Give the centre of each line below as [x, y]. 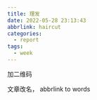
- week [23, 54]
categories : [25, 33]
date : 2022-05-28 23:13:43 [47, 20]
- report [26, 40]
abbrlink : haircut [34, 27]
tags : [15, 46]
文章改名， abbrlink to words [49, 89]
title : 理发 [24, 14]
